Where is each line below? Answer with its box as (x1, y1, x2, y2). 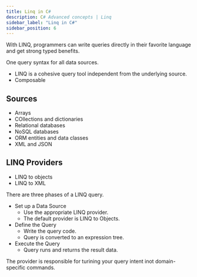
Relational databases (14, 122, 66, 129)
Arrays (14, 110, 31, 117)
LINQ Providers (6, 157, 63, 168)
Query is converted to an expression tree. (23, 233, 125, 240)
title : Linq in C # (6, 8, 51, 15)
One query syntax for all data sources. (6, 59, 99, 66)
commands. (26, 263, 56, 271)
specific (6, 263, 26, 271)
